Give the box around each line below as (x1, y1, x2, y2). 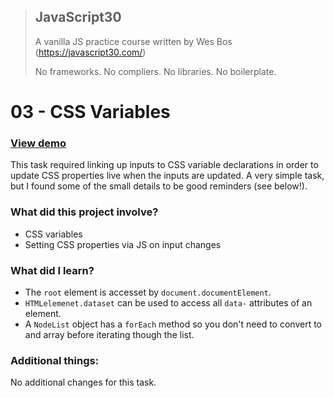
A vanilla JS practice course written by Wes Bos (34, 35, 233, 47)
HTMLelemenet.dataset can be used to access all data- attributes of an (24, 296, 313, 309)
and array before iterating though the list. (24, 328, 195, 340)
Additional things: (10, 353, 100, 367)
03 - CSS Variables (10, 101, 171, 123)
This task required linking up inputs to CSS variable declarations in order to (10, 159, 319, 171)
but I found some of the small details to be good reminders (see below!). (10, 180, 308, 192)
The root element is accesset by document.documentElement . (24, 286, 272, 298)
